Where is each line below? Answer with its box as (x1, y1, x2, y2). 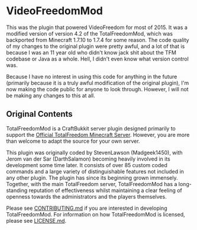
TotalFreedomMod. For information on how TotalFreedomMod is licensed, (6, 210, 185, 218)
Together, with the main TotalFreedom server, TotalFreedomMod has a (6, 180, 177, 187)
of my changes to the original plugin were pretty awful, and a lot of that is (6, 43, 185, 50)
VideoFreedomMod (6, 4, 104, 18)
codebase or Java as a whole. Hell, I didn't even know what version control (6, 55, 189, 62)
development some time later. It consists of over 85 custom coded (6, 161, 167, 168)
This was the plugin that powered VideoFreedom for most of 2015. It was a (6, 24, 188, 31)
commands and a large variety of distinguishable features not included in (6, 168, 185, 175)
